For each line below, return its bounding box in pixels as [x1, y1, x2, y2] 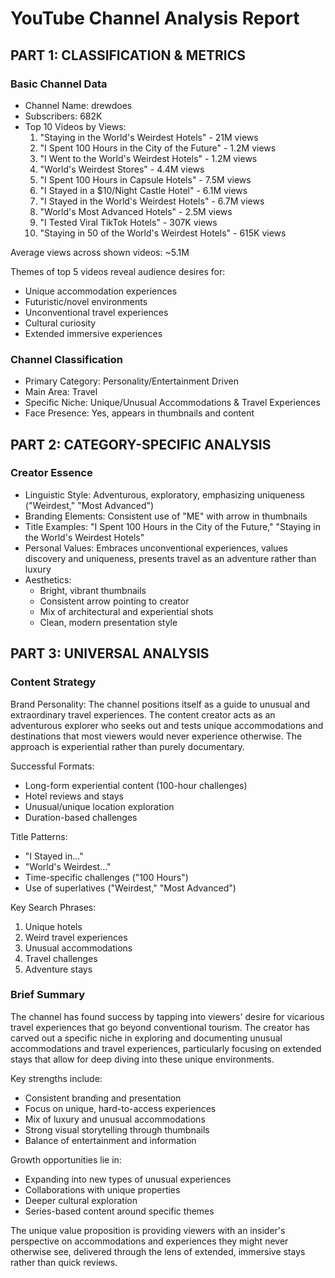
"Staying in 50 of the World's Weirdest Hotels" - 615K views [39, 227, 287, 239]
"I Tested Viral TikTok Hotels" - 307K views [39, 216, 218, 228]
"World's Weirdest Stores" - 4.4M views [39, 163, 205, 175]
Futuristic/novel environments [24, 295, 148, 307]
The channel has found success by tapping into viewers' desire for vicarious [10, 1010, 325, 1022]
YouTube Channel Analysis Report [10, 7, 300, 30]
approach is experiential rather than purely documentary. [10, 740, 245, 752]
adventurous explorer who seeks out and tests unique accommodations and [10, 719, 324, 731]
